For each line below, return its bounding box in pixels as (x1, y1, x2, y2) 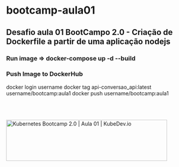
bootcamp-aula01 (6, 4, 95, 17)
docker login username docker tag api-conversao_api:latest (6, 83, 152, 91)
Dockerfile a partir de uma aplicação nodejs (6, 36, 171, 46)
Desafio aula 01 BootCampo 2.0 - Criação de (6, 27, 173, 37)
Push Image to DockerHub (6, 70, 83, 78)
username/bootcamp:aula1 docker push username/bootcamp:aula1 (6, 89, 169, 97)
